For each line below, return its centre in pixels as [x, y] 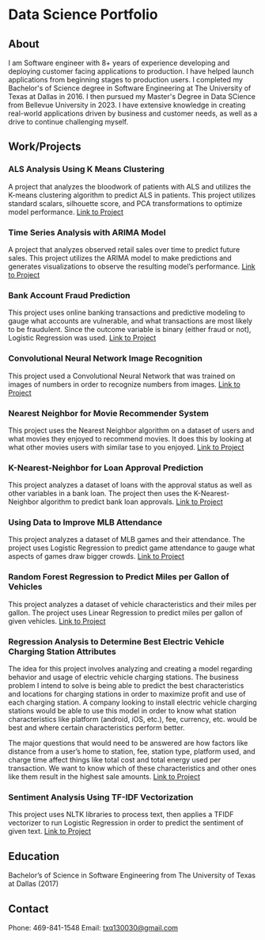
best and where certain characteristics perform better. [97, 728]
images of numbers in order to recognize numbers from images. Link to [125, 384]
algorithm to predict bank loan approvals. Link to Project [132, 502]
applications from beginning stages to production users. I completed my [126, 80]
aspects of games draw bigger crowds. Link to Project [96, 556]
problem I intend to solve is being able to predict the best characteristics [126, 686]
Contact [28, 909]
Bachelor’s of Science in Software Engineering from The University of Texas [132, 875]
